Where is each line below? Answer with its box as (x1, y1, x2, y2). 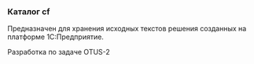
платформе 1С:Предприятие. (7, 32, 104, 41)
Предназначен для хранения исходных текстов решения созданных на (7, 24, 247, 34)
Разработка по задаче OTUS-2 (7, 48, 111, 57)
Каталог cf (7, 6, 50, 17)
